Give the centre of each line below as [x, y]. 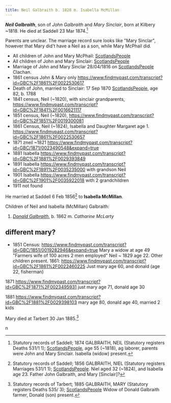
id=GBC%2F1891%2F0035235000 [49, 170]
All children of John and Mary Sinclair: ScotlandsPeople [71, 61]
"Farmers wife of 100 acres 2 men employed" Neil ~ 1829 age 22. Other [88, 255]
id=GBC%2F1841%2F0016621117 [47, 110]
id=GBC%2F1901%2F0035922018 [49, 180]
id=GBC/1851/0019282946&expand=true [55, 250]
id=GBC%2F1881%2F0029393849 [49, 159]
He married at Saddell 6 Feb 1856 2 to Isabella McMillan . [64, 196]
